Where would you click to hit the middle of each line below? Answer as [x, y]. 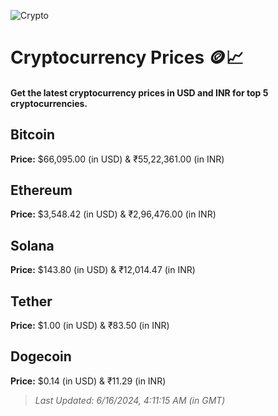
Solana [32, 245]
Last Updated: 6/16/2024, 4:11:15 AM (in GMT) [130, 400]
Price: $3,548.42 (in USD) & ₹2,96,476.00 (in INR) [113, 214]
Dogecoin [41, 356]
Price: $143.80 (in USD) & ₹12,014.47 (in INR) [103, 270]
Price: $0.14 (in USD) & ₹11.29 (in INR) [88, 381]
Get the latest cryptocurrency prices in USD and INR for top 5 [139, 92]
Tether [31, 301]
